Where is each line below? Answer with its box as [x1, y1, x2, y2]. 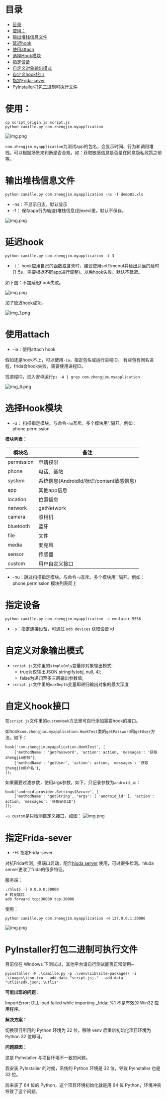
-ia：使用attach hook [12, 346, 56, 352]
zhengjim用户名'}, [5, 766, 41, 771]
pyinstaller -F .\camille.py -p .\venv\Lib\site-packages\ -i [5, 971, 137, 976]
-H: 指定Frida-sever [12, 850, 53, 856]
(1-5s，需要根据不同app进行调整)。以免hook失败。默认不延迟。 [12, 269, 143, 275]
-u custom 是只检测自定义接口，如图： [5, 813, 82, 819]
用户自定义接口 [38, 560, 74, 567]
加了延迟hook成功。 [5, 300, 46, 306]
